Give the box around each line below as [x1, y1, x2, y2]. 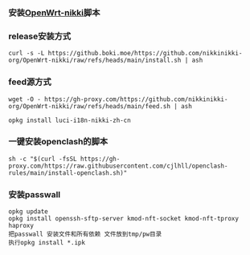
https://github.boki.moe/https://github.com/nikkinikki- [47, 50, 243, 58]
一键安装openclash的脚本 [8, 136, 109, 148]
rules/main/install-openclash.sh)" [8, 168, 128, 177]
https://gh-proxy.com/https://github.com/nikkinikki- [43, 95, 228, 103]
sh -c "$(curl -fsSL [8, 155, 78, 163]
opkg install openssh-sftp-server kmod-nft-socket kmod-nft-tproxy [8, 215, 240, 223]
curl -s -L [8, 50, 45, 58]
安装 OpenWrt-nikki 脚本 [8, 6, 100, 18]
